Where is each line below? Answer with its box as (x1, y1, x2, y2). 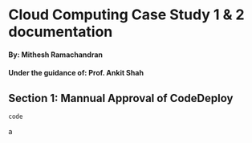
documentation (8, 22, 113, 41)
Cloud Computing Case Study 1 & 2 (8, 6, 245, 24)
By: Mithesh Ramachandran (8, 50, 103, 59)
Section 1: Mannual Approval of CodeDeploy (8, 91, 234, 105)
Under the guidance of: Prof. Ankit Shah (8, 68, 144, 78)
